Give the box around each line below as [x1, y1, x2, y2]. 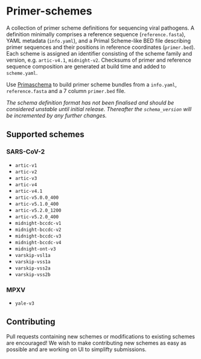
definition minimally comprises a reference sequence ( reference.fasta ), [6, 30, 186, 37]
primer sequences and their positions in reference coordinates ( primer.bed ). [6, 44, 196, 51]
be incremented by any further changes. [6, 112, 107, 119]
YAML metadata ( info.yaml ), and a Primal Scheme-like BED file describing [6, 37, 191, 44]
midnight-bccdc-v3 [14, 233, 62, 239]
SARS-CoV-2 [6, 147, 45, 156]
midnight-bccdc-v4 [14, 239, 62, 245]
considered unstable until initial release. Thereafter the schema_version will [6, 105, 192, 112]
